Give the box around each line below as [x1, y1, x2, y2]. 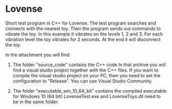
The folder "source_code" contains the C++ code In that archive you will [12, 61, 166, 68]
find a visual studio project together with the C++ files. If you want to [12, 67, 159, 73]
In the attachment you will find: [5, 52, 71, 58]
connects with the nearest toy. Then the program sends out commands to [5, 25, 161, 31]
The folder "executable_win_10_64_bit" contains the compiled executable [12, 88, 167, 94]
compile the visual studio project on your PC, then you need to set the [12, 72, 161, 78]
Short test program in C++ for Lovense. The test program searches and [5, 20, 157, 26]
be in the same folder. [12, 98, 59, 105]
